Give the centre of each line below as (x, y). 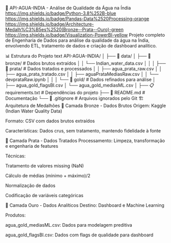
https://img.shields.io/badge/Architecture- (50, 24)
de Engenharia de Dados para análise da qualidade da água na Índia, (77, 40)
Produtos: (16, 215)
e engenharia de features (32, 146)
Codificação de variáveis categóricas (44, 195)
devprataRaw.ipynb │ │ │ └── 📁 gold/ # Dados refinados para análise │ (80, 79)
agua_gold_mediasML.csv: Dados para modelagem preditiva (69, 225)
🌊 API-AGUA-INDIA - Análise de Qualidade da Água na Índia (68, 8)
